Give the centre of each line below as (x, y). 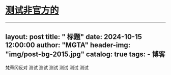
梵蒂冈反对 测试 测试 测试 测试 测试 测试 (47, 67)
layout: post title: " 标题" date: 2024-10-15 (74, 37)
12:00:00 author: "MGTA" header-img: (68, 45)
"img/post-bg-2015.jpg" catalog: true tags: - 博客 (85, 54)
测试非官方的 (32, 10)
